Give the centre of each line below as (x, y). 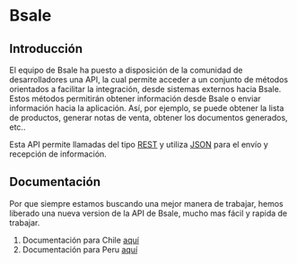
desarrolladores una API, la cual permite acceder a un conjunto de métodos (149, 80)
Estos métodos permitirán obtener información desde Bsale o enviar (135, 98)
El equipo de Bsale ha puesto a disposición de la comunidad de (126, 70)
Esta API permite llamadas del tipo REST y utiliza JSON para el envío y (139, 145)
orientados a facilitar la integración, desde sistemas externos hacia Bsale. (145, 89)
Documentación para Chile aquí (80, 240)
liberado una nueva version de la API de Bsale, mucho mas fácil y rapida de (148, 213)
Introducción (46, 49)
